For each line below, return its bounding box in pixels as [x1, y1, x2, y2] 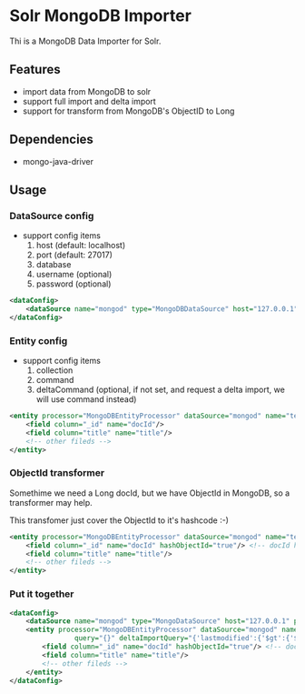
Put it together [9, 588, 74, 600]
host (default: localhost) [35, 240, 126, 251]
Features [9, 62, 61, 77]
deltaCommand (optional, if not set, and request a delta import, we [35, 384, 286, 396]
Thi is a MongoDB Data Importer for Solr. [9, 35, 162, 46]
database [35, 259, 72, 270]
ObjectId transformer [9, 467, 105, 479]
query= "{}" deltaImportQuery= [74, 634, 189, 643]
